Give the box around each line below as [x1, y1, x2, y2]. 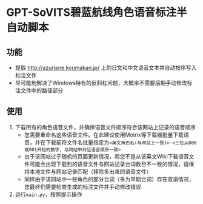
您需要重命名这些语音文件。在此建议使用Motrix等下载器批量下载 [24, 131, 184, 138]
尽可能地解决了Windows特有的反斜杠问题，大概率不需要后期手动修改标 [15, 80, 193, 86]
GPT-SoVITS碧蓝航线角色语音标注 [6, 5, 177, 19]
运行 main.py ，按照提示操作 [15, 191, 82, 198]
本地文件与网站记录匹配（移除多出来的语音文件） [29, 168, 152, 175]
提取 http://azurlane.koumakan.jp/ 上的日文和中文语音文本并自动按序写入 [15, 64, 197, 71]
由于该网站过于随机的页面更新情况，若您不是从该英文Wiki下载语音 [24, 152, 189, 160]
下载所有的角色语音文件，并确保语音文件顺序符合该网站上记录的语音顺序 [15, 123, 196, 131]
